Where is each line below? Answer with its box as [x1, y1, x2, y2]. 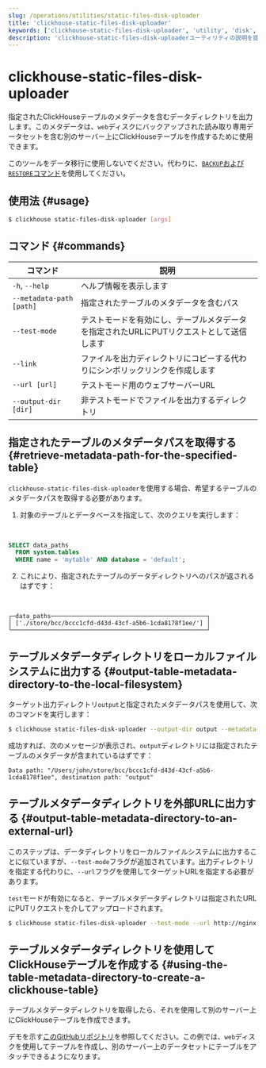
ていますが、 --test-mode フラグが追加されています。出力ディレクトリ [28, 856, 254, 866]
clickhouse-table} [8, 983, 99, 997]
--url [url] [12, 380, 58, 389]
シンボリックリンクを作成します [96, 364, 216, 375]
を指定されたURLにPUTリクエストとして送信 [80, 326, 248, 337]
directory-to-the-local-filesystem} [8, 678, 184, 691]
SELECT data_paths [8, 541, 69, 549]
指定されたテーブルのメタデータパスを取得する [8, 436, 237, 449]
